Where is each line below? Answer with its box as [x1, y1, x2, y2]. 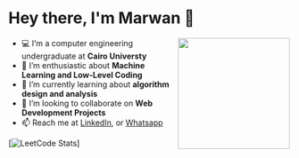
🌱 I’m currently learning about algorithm [21, 79, 170, 90]
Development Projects [21, 107, 106, 118]
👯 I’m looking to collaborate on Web [21, 98, 154, 108]
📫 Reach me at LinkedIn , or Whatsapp [21, 117, 163, 128]
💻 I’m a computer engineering [21, 37, 134, 48]
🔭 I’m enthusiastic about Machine [21, 59, 145, 70]
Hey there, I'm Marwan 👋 [8, 8, 195, 28]
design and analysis [21, 88, 98, 99]
